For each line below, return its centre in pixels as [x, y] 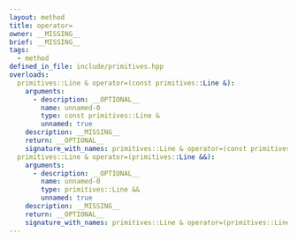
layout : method [37, 17]
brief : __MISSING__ [45, 42]
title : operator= [41, 26]
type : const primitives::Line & [101, 116]
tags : [19, 50]
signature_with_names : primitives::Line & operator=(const [136, 148]
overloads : [29, 75]
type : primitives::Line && [91, 190]
